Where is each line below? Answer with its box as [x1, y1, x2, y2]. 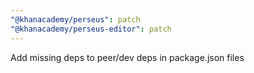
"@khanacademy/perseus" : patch [10, 14, 141, 25]
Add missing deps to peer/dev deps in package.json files [10, 51, 245, 63]
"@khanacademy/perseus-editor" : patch [10, 24, 172, 34]
